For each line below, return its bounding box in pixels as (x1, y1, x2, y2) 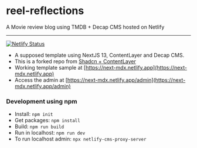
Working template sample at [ (14, 64, 86, 71)
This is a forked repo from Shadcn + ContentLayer (14, 57, 137, 65)
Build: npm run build (14, 123, 64, 130)
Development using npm (6, 97, 77, 105)
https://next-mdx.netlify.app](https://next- (85, 64, 188, 71)
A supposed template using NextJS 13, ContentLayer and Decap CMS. (14, 51, 185, 58)
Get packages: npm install (14, 117, 80, 124)
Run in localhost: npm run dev (14, 129, 86, 136)
